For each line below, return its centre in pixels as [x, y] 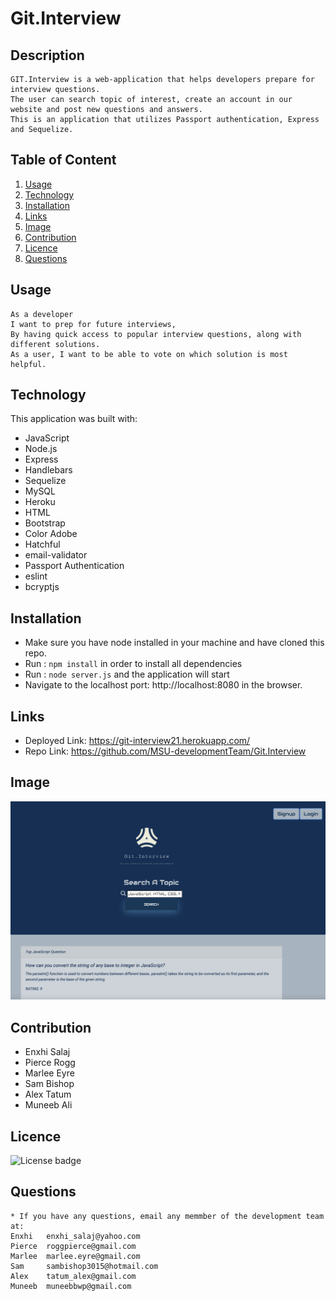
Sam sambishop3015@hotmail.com [84, 1266]
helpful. [28, 364]
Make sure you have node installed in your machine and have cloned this [174, 643]
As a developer [42, 314]
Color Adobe [51, 534]
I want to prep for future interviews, [93, 324]
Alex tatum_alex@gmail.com [73, 1276]
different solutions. [55, 344]
